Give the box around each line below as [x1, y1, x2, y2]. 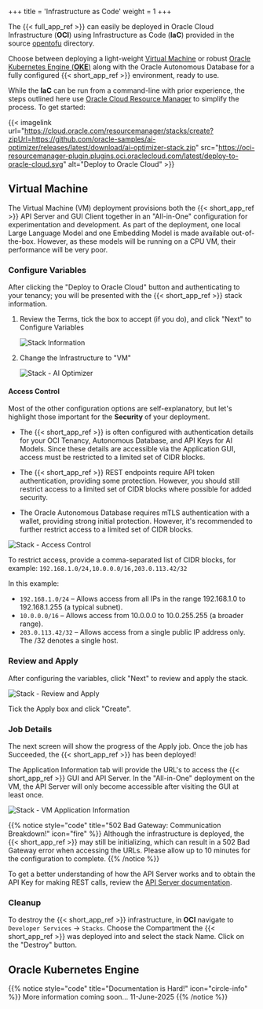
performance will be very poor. [8, 245, 108, 254]
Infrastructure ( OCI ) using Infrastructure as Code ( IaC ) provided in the [8, 31, 235, 39]
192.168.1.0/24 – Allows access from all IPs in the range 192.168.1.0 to [19, 594, 246, 604]
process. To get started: [8, 102, 86, 112]
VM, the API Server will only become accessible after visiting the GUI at [8, 782, 239, 791]
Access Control [8, 386, 60, 396]
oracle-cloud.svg [8, 160, 64, 168]
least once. [8, 790, 45, 799]
